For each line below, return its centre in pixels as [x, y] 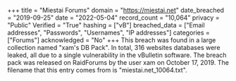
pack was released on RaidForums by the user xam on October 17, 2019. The [118, 62]
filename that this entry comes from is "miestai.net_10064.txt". [98, 70]
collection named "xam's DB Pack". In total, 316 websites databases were [114, 48]
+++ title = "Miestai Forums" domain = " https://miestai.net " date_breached [116, 10]
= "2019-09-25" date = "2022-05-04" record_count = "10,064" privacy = [113, 18]
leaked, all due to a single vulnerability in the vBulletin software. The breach [117, 55]
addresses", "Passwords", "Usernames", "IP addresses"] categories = [108, 32]
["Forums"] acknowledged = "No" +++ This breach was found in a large [112, 40]
